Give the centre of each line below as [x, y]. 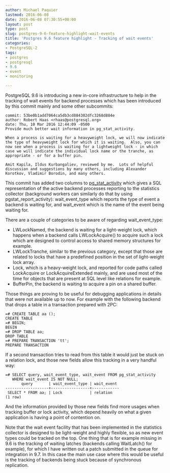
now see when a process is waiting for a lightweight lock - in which [82, 147]
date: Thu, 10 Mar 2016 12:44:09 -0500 [48, 124]
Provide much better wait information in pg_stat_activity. [70, 129]
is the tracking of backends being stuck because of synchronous [73, 460]
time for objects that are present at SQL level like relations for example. [87, 278]
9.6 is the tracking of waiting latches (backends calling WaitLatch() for [79, 443]
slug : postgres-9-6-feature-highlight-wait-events [60, 34]
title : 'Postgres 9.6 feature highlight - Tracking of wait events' [79, 39]
